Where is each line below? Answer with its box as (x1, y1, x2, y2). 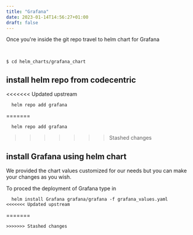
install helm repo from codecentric (6, 75, 136, 85)
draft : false (6, 20, 38, 25)
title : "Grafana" (6, 8, 49, 15)
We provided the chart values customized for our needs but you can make (6, 167, 187, 174)
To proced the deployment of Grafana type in (6, 185, 117, 192)
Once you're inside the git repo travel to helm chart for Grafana (6, 36, 160, 43)
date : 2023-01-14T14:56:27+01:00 (6, 14, 89, 20)
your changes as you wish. (6, 173, 72, 181)
